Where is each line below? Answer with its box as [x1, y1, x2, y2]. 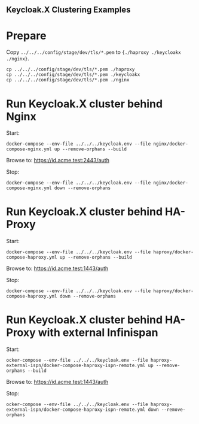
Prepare [6, 29, 47, 43]
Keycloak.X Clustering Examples [6, 5, 131, 15]
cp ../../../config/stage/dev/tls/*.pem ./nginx [6, 77, 130, 83]
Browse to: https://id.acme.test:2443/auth [6, 157, 109, 164]
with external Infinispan [38, 326, 158, 340]
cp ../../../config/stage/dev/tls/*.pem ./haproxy [6, 66, 135, 72]
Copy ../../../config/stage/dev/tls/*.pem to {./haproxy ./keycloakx [6, 49, 181, 56]
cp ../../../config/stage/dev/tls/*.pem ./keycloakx [6, 72, 140, 78]
